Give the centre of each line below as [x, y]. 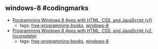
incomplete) [25, 36]
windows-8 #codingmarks [47, 8]
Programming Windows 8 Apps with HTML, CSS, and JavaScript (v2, [82, 30]
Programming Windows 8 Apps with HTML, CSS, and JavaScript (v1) [82, 20]
